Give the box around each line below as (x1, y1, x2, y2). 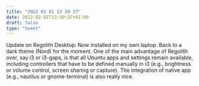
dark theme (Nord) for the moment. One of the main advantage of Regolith (6, 48, 188, 55)
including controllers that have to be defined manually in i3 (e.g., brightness (6, 60, 191, 68)
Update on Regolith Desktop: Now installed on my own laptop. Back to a (6, 42, 182, 49)
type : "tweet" (6, 25, 42, 31)
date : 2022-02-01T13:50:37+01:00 (6, 14, 89, 20)
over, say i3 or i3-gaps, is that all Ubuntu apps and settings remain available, (6, 54, 193, 61)
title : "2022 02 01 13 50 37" (6, 8, 81, 15)
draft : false (6, 20, 39, 26)
